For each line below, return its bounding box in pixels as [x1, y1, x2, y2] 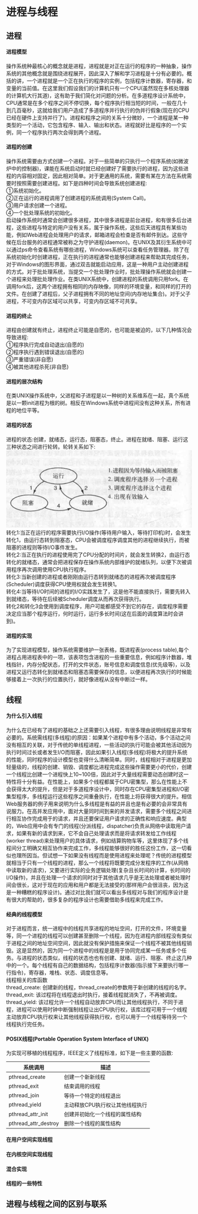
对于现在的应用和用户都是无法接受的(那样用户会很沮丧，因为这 [37, 881, 189, 888]
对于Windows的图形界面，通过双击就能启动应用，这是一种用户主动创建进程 [6, 261, 189, 268]
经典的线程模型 [6, 910, 42, 917]
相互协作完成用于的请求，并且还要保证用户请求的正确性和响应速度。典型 [11, 815, 187, 822]
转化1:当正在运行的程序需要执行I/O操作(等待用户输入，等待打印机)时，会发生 [6, 529, 192, 537]
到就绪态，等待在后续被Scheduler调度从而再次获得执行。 [6, 596, 145, 603]
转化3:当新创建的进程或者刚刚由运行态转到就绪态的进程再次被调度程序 [6, 573, 176, 581]
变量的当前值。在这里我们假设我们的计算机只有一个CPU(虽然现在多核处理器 [6, 84, 190, 91]
